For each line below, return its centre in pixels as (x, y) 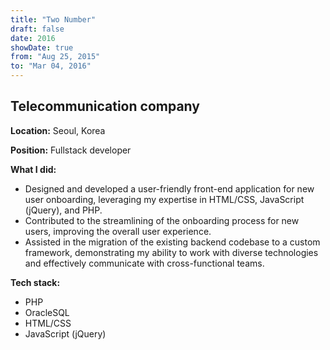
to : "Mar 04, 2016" (51, 66)
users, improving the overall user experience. (118, 231)
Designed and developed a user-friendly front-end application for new (169, 188)
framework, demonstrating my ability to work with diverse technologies (171, 252)
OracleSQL (47, 312)
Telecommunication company (105, 106)
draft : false (37, 29)
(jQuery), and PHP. (63, 210)
